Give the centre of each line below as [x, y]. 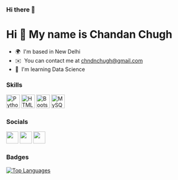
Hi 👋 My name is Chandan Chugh [89, 35]
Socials [17, 122]
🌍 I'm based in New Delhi [48, 51]
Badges [17, 157]
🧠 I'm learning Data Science [50, 69]
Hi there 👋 [21, 10]
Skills [14, 85]
